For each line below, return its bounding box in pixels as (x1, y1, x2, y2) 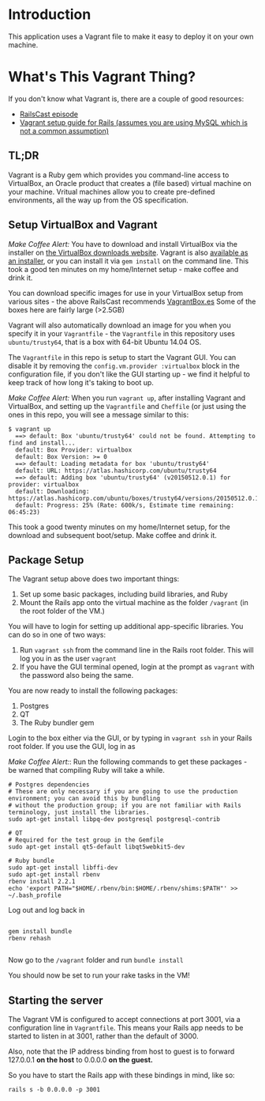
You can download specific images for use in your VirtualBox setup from (8, 288, 244, 297)
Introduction (8, 6, 91, 24)
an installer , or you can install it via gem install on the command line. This (8, 255, 249, 266)
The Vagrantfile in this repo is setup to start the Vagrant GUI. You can (8, 352, 237, 361)
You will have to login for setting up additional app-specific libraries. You (8, 622, 244, 631)
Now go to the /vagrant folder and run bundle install (8, 955, 184, 965)
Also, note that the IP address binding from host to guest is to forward (8, 1046, 235, 1057)
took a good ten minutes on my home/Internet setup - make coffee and (8, 264, 239, 274)
